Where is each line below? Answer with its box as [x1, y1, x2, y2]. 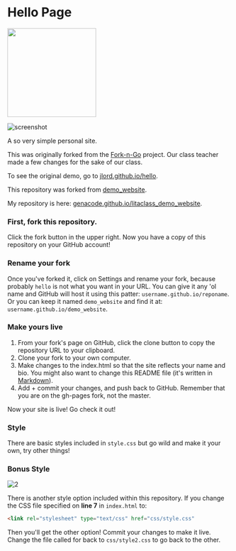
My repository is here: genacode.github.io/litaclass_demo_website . [7, 199, 203, 207]
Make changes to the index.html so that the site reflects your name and [17, 361, 225, 369]
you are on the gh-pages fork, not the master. [17, 391, 151, 400]
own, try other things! [7, 447, 70, 455]
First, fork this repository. [7, 217, 98, 227]
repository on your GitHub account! [7, 241, 111, 249]
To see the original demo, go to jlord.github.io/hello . [7, 171, 158, 180]
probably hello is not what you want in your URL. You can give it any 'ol [7, 282, 217, 290]
